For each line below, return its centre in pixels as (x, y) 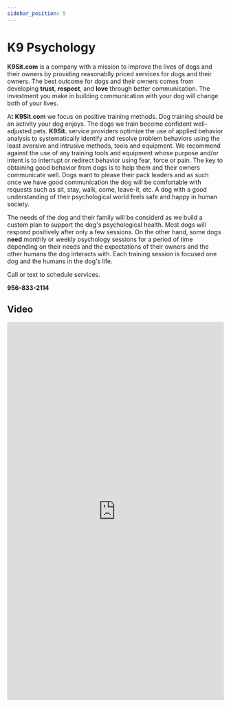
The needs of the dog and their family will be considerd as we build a (105, 217)
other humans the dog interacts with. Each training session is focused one (112, 254)
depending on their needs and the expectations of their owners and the (108, 246)
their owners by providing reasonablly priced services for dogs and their (109, 74)
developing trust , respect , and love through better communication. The (109, 88)
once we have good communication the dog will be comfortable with (104, 182)
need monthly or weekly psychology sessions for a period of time (100, 239)
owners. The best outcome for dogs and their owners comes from (100, 81)
